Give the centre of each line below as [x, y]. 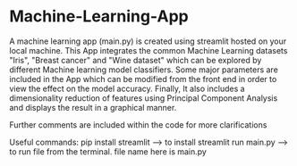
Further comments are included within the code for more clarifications [138, 124]
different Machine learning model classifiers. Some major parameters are [144, 70]
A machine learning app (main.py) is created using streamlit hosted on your [148, 41]
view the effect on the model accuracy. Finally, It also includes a [127, 88]
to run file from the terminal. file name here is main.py [108, 151]
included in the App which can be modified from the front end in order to [143, 79]
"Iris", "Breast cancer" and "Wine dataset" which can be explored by [136, 60]
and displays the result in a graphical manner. [93, 107]
